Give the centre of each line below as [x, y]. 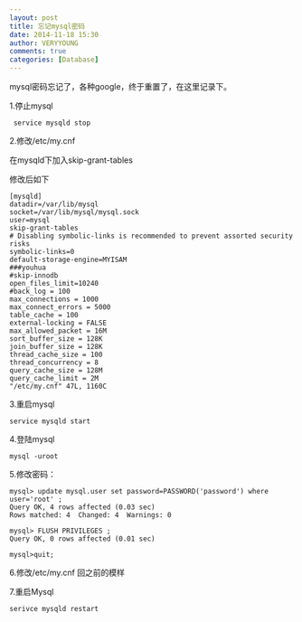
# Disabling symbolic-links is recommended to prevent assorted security [151, 236]
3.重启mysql [32, 404]
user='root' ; [36, 499]
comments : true [38, 52]
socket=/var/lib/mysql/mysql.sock [75, 212]
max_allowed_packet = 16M [58, 331]
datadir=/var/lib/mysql [54, 204]
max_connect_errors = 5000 [60, 307]
